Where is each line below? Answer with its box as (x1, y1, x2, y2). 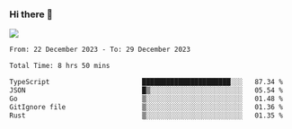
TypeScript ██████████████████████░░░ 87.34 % (9, 78, 283, 87)
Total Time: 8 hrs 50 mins (9, 62, 111, 71)
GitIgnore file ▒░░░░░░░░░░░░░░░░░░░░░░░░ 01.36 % (9, 102, 283, 111)
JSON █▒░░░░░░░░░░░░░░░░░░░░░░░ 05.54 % (9, 85, 283, 95)
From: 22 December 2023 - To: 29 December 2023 (9, 45, 191, 55)
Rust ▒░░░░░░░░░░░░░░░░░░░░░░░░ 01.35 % (9, 111, 283, 120)
